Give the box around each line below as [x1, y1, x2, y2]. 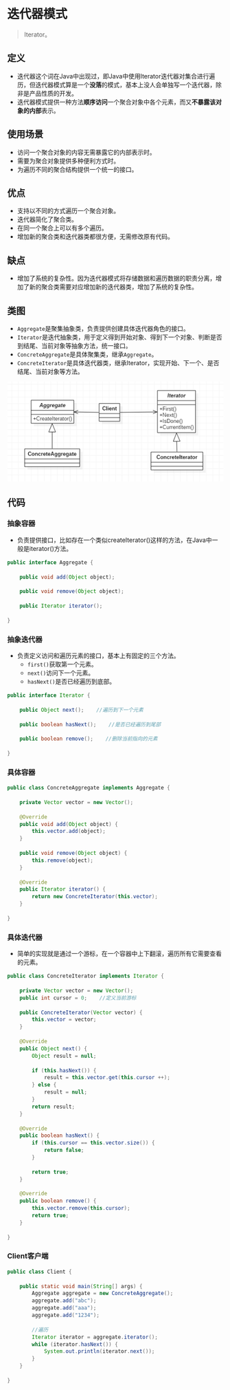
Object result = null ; [32, 1052, 97, 1059]
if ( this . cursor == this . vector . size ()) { [32, 1140, 155, 1147]
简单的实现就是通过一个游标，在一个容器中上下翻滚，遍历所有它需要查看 [16, 950, 222, 958]
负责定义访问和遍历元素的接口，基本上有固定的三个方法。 [16, 651, 180, 660]
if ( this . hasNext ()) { [32, 1067, 97, 1074]
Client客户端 [7, 1251, 49, 1261]
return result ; [32, 1103, 76, 1110]
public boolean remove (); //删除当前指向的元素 [19, 735, 158, 743]
